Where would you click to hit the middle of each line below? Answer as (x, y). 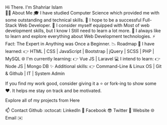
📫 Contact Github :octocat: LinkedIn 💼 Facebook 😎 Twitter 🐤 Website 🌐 (80, 110)
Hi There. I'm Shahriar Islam (34, 7)
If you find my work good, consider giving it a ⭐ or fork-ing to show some (81, 83)
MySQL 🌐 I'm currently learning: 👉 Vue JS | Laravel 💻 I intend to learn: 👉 (83, 59)
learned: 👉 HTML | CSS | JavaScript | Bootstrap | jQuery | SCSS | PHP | (80, 51)
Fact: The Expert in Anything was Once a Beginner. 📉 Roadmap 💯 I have (80, 44)
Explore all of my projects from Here (43, 100)
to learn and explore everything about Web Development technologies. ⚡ (80, 36)
